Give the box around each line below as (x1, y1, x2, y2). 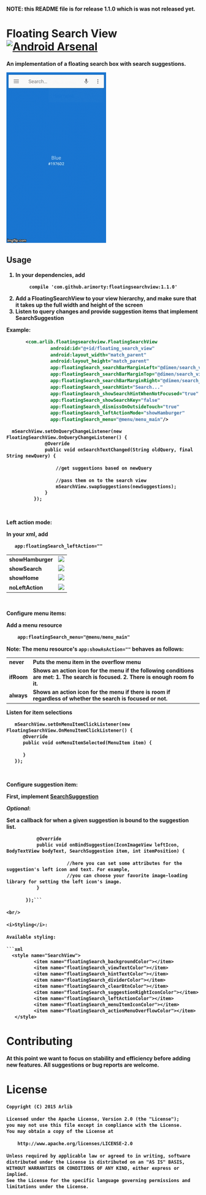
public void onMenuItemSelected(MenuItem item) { (22, 740, 152, 746)
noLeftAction (9, 584, 44, 591)
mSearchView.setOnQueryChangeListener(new (12, 428, 122, 435)
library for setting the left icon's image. (6, 879, 122, 885)
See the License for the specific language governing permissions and (6, 1177, 191, 1183)
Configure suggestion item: (6, 780, 78, 788)
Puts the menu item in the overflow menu (32, 658, 141, 665)
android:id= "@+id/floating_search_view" (50, 345, 155, 351)
